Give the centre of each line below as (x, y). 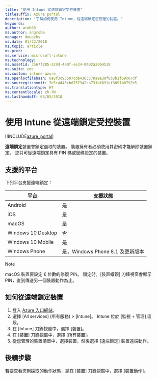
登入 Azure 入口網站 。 (35, 310)
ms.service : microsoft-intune (36, 55)
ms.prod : (14, 51)
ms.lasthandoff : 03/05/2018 (34, 96)
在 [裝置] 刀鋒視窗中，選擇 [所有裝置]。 (52, 335)
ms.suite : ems (20, 69)
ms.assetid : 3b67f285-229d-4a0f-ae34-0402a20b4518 (58, 64)
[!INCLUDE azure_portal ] (29, 136)
